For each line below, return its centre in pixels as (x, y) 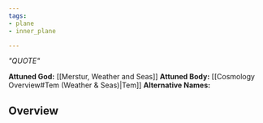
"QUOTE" (24, 61)
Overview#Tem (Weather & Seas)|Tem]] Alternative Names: (110, 85)
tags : (17, 16)
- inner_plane (32, 31)
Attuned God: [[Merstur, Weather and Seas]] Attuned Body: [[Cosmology (132, 77)
